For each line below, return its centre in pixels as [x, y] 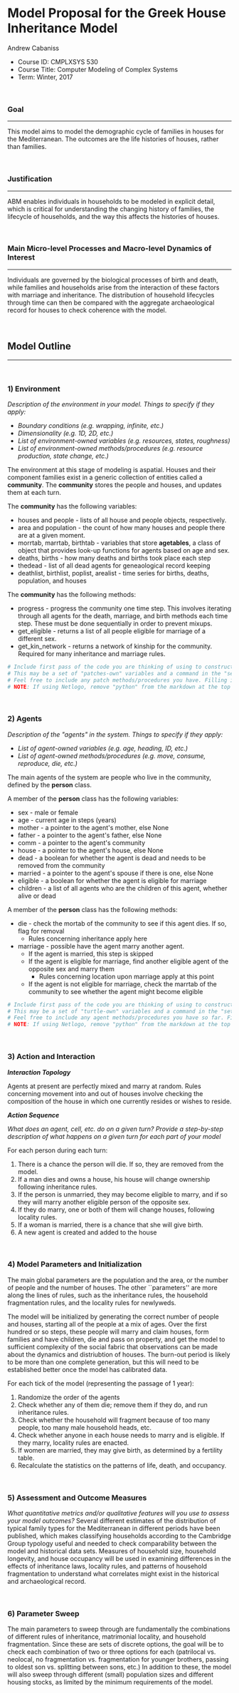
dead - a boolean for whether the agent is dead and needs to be [112, 858]
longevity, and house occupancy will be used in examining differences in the [119, 1559]
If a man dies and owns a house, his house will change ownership [114, 1179]
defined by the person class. [50, 784]
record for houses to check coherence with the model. [87, 310]
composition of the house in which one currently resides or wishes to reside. [119, 1101]
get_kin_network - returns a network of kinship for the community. [115, 646]
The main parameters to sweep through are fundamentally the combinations [119, 1629]
